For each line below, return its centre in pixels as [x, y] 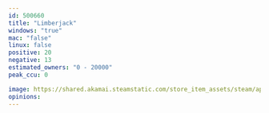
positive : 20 [30, 53]
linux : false [30, 45]
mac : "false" [30, 38]
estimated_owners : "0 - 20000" [60, 68]
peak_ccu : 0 [28, 75]
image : [19, 89]
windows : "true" [35, 30]
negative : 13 [30, 60]
